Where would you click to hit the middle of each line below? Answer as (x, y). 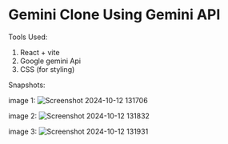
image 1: (22, 100)
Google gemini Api (50, 61)
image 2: (23, 116)
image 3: (23, 131)
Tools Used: (28, 37)
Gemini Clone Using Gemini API (114, 15)
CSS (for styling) (47, 69)
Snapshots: (27, 85)
